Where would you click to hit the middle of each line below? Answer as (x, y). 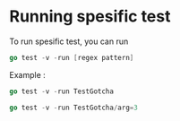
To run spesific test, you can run (69, 41)
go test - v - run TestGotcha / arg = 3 (74, 108)
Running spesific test (90, 17)
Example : (28, 74)
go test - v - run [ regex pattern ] (72, 57)
